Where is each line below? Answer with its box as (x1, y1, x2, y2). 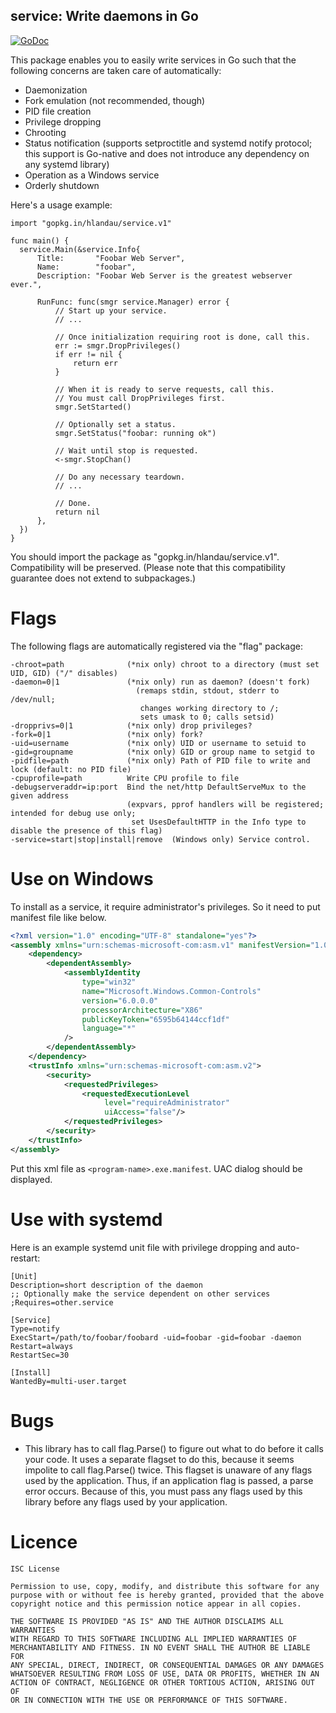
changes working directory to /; (139, 703, 280, 713)
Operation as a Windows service (24, 169, 160, 181)
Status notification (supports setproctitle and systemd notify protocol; (24, 137, 313, 149)
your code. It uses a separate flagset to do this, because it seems (24, 1453, 295, 1465)
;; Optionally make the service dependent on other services (10, 1289, 271, 1299)
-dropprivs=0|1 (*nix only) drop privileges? (10, 720, 253, 731)
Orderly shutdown (24, 179, 100, 191)
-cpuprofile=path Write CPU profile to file (10, 773, 240, 783)
